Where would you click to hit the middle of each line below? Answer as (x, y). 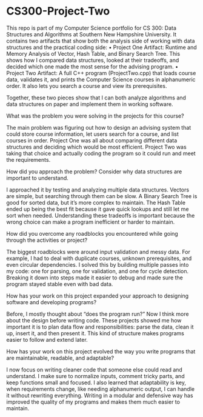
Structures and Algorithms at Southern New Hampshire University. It (92, 34)
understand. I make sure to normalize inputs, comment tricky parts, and (95, 376)
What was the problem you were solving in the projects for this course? (95, 116)
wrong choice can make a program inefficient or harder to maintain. (91, 222)
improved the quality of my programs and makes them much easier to (93, 402)
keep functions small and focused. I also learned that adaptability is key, (96, 382)
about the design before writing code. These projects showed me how (94, 320)
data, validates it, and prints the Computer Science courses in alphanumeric (101, 79)
